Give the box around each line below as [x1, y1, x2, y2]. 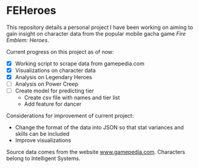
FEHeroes [6, 4, 56, 18]
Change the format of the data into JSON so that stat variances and [15, 124, 184, 131]
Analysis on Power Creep [15, 80, 79, 88]
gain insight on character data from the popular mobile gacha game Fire [6, 30, 186, 37]
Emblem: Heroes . [6, 36, 50, 44]
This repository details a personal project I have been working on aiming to [6, 24, 194, 31]
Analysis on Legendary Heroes [15, 74, 92, 81]
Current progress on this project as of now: [6, 48, 114, 55]
